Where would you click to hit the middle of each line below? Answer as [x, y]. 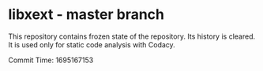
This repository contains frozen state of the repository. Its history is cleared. [131, 36]
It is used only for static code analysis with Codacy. [92, 44]
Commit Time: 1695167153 [51, 60]
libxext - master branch [86, 15]
